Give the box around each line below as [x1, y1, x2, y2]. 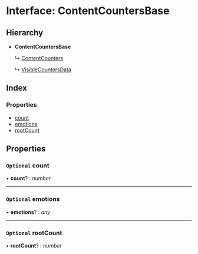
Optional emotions [6, 195, 60, 203]
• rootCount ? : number [6, 242, 62, 249]
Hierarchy [6, 28, 44, 38]
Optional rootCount [6, 229, 62, 237]
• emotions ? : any [6, 208, 51, 216]
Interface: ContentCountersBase [6, 4, 170, 18]
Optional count [6, 161, 49, 169]
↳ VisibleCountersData [14, 66, 72, 73]
